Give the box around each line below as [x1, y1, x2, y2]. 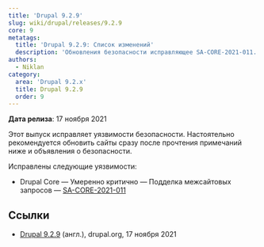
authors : [8, 56, 37, 64]
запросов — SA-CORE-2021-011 [19, 185, 127, 195]
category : [8, 70, 41, 78]
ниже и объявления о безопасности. [8, 146, 132, 156]
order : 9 [15, 93, 44, 101]
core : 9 [8, 26, 34, 34]
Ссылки [8, 208, 50, 222]
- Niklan [15, 63, 44, 71]
